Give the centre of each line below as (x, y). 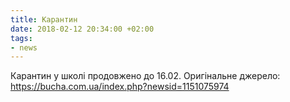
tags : (21, 38)
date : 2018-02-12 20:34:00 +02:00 (82, 29)
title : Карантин (44, 19)
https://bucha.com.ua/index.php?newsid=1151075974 (120, 87)
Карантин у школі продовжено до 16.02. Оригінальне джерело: (145, 76)
